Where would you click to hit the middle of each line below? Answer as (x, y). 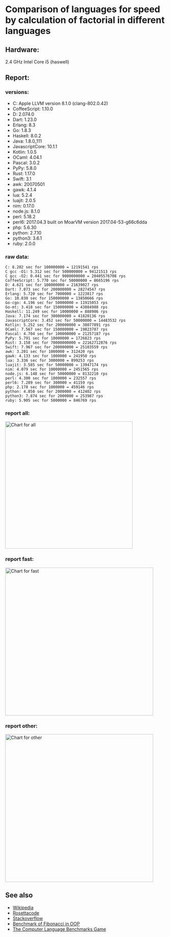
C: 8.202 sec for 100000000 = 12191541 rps (52, 267)
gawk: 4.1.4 (24, 189)
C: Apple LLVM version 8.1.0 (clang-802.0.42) (60, 103)
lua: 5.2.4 (22, 195)
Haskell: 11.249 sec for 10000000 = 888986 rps (57, 311)
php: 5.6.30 (25, 227)
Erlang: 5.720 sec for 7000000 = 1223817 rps (54, 294)
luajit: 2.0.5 (24, 200)
